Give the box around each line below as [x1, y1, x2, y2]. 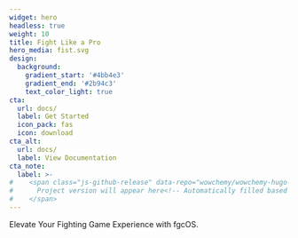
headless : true [9, 21, 66, 30]
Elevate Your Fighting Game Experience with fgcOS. [9, 218, 200, 229]
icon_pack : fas [17, 121, 74, 130]
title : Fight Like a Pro [9, 37, 101, 47]
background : [17, 63, 62, 72]
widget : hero [9, 12, 58, 22]
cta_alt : [9, 137, 42, 146]
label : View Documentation [17, 153, 117, 163]
